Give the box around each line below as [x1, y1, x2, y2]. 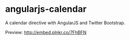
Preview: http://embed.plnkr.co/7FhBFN [5, 29, 87, 35]
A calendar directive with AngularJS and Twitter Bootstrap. [5, 20, 126, 26]
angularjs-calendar [5, 3, 87, 15]
